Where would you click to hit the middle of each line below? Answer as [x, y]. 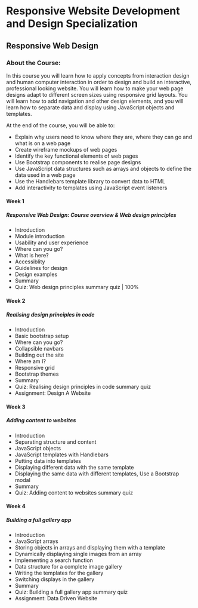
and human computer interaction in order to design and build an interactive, [99, 82]
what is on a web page [43, 143]
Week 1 [15, 201]
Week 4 [16, 506]
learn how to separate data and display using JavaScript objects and [90, 107]
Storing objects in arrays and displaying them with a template [90, 548]
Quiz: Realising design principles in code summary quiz [83, 387]
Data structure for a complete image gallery [68, 567]
